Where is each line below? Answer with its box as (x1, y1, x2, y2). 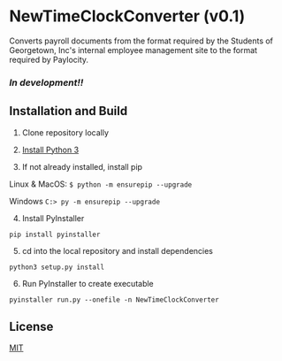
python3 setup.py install (9, 263, 104, 272)
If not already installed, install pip (21, 161, 143, 172)
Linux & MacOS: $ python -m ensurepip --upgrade (9, 179, 193, 189)
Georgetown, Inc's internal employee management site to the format (9, 44, 258, 55)
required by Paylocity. (9, 54, 89, 65)
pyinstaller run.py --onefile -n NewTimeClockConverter (9, 295, 219, 304)
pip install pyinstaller (9, 230, 101, 239)
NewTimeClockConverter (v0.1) (9, 6, 246, 27)
